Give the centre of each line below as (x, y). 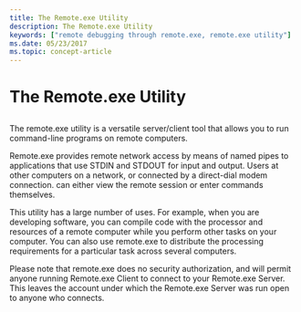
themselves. (32, 194)
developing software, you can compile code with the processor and (136, 222)
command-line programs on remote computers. (99, 138)
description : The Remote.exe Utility (81, 26)
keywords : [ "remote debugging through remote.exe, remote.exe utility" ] (150, 35)
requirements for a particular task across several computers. (123, 251)
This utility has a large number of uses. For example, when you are (135, 212)
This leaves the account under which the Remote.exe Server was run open (150, 287)
